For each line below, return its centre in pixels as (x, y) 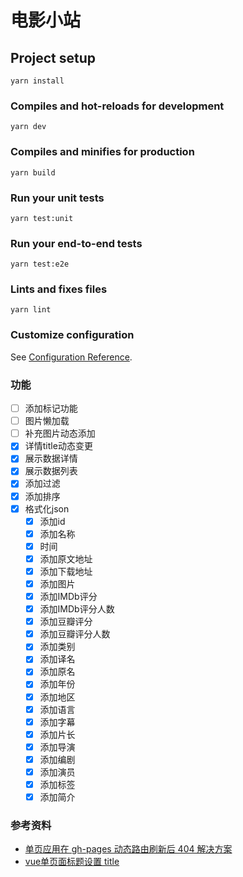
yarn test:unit (42, 218)
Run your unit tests (57, 198)
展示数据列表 (51, 471)
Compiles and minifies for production (102, 152)
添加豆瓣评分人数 (75, 634)
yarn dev (28, 127)
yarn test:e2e (40, 264)
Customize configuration (72, 335)
